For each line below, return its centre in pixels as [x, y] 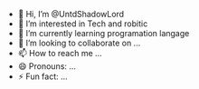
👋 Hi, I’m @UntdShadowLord [71, 14]
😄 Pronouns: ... [47, 66]
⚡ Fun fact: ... [43, 76]
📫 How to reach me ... [60, 53]
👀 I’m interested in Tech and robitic [83, 24]
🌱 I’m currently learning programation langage [104, 33]
